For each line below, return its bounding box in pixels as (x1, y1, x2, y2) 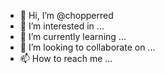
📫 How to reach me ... (19, 53, 113, 64)
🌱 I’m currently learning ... (19, 31, 127, 42)
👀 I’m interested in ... (19, 20, 105, 32)
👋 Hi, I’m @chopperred (19, 10, 114, 21)
